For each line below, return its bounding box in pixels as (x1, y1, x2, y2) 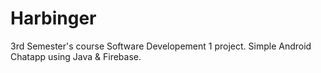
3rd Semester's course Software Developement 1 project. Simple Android (10, 40, 312, 52)
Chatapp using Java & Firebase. (10, 50, 142, 62)
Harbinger (10, 7, 97, 30)
